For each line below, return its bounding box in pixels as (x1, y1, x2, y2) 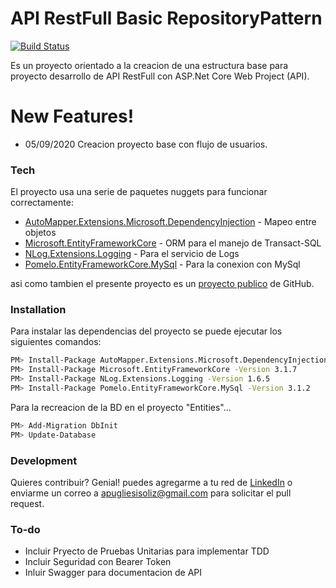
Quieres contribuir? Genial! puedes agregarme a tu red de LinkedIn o (10, 477, 293, 489)
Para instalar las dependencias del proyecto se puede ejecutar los (10, 325, 283, 337)
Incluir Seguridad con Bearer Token (24, 556, 172, 568)
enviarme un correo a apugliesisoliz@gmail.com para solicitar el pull (10, 487, 292, 499)
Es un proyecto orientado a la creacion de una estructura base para (10, 59, 289, 71)
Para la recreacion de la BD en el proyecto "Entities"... (10, 401, 232, 413)
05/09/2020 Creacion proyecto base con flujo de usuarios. (24, 138, 268, 150)
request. (10, 498, 45, 510)
